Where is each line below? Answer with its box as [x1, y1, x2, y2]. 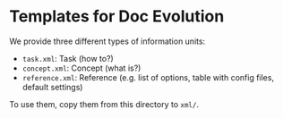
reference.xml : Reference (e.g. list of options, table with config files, [21, 72, 275, 82]
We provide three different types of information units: [9, 36, 206, 46]
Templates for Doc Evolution [9, 6, 225, 27]
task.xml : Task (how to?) [21, 53, 114, 63]
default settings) [21, 81, 83, 92]
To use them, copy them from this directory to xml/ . [9, 98, 200, 109]
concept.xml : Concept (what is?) [21, 63, 141, 73]
